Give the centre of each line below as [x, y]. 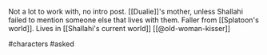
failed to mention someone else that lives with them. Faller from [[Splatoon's [134, 20]
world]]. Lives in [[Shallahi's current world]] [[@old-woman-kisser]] [119, 28]
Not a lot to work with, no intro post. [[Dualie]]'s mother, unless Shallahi [126, 12]
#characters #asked [41, 44]
